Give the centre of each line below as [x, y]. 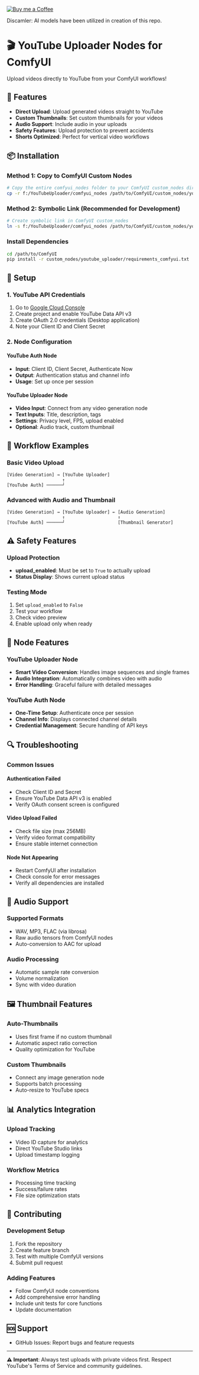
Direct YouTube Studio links [49, 1148]
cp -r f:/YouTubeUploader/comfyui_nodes [57, 193]
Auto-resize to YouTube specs [52, 1090]
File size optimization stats [48, 1196]
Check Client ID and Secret [48, 792]
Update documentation [43, 1310]
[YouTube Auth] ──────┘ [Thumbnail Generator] [90, 523]
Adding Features [31, 1278]
